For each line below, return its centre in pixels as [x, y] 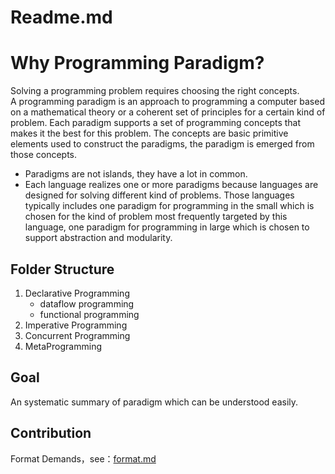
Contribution [51, 433]
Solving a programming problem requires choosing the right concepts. [155, 91]
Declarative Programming [77, 293]
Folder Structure [62, 269]
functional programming [89, 314]
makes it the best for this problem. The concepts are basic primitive [149, 133]
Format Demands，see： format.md [83, 458]
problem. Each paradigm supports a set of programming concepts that [156, 123]
